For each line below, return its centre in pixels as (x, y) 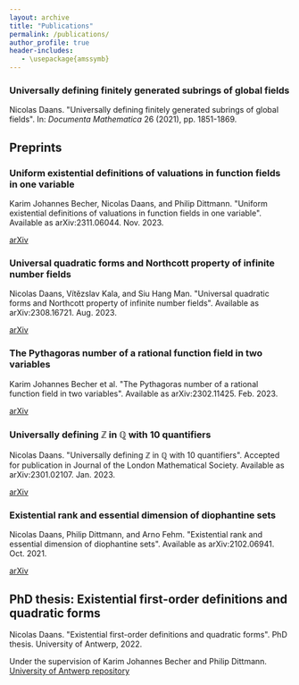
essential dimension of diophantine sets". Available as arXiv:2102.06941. (142, 544)
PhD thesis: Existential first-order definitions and (149, 599)
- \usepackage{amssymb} (65, 59)
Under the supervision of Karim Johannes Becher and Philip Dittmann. (138, 661)
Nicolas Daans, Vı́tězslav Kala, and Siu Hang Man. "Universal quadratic (139, 294)
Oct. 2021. (28, 554)
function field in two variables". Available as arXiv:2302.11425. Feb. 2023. (144, 393)
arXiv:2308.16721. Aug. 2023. (63, 313)
